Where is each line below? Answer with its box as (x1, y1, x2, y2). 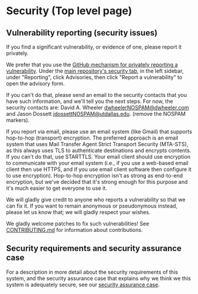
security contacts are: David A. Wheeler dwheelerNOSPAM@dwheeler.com (6, 104, 189, 111)
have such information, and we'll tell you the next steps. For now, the (6, 98, 173, 105)
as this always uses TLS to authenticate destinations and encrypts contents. (6, 147, 191, 154)
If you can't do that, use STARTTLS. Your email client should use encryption (6, 153, 191, 160)
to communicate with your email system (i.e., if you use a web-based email (6, 160, 189, 166)
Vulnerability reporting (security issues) (6, 28, 158, 38)
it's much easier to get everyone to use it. (6, 185, 108, 192)
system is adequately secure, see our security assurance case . (6, 281, 160, 288)
